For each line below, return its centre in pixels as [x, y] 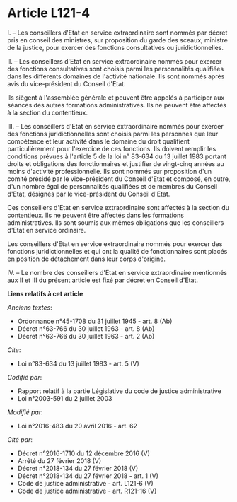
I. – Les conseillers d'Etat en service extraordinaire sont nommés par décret [117, 33]
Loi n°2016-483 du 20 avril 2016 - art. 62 [77, 426]
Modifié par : [25, 412]
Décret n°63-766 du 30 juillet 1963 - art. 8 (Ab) [86, 328]
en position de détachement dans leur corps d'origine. [87, 259]
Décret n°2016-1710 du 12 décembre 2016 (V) [84, 453]
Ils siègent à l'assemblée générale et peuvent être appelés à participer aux [116, 98]
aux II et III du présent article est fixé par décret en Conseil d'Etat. [103, 280]
